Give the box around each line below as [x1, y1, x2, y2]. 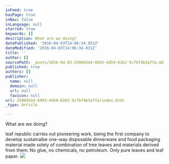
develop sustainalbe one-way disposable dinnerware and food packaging [5, 136, 160, 143]
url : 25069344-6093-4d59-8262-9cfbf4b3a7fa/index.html [5, 98, 125, 103]
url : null [10, 88, 31, 93]
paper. [5, 153, 19, 159]
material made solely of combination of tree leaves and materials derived [5, 142, 159, 148]
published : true [5, 64, 40, 69]
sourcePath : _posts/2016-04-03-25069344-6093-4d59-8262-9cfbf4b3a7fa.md [5, 60, 164, 65]
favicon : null [10, 93, 40, 98]
